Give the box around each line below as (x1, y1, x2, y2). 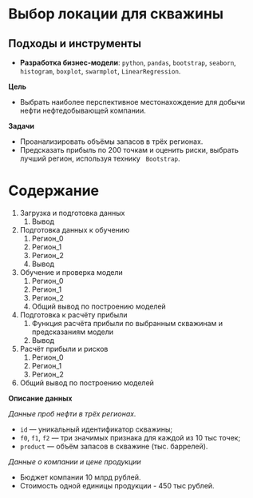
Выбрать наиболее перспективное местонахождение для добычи (19, 98, 246, 106)
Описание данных (8, 393, 73, 403)
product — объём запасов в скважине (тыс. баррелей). (19, 441, 208, 451)
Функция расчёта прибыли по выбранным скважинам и (31, 318, 223, 328)
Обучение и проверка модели (19, 267, 124, 277)
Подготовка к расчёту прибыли (19, 309, 128, 320)
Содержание (8, 181, 100, 200)
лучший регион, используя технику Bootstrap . (19, 153, 180, 163)
